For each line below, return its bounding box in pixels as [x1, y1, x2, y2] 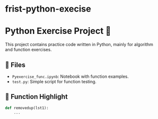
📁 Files [5, 60, 26, 69]
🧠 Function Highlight [5, 93, 68, 101]
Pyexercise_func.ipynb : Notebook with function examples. [12, 74, 129, 79]
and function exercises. [5, 47, 52, 53]
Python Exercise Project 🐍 [5, 26, 111, 37]
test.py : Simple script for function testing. [12, 78, 97, 84]
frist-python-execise [5, 3, 91, 15]
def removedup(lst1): [5, 105, 49, 110]
